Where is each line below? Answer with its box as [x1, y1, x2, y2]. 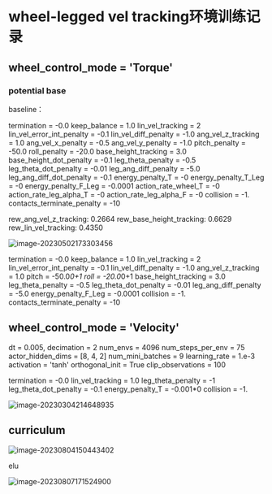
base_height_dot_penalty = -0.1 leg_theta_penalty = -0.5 [8, 155, 196, 165]
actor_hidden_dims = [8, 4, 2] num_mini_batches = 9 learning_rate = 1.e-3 [8, 351, 256, 361]
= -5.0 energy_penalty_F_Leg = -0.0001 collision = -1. [8, 288, 187, 298]
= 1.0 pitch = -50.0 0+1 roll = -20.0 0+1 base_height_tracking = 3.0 [8, 271, 226, 281]
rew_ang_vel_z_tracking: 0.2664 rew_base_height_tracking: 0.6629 [8, 214, 232, 223]
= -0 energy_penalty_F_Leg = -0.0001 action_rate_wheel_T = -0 [8, 180, 221, 191]
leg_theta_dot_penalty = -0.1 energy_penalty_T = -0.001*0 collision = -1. [8, 383, 248, 394]
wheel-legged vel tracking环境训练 [8, 7, 247, 26]
